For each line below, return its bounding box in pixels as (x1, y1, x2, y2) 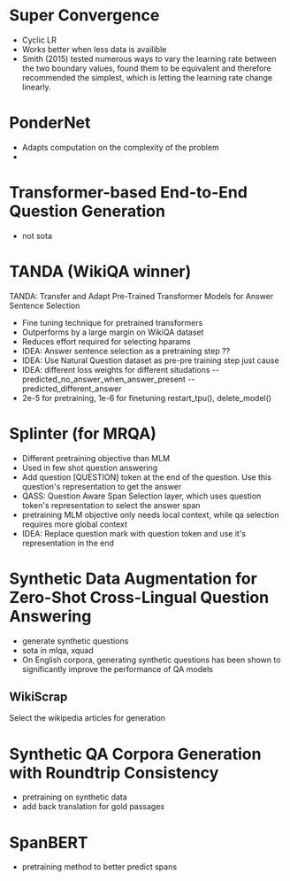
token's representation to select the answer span (21, 499, 201, 510)
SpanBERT (9, 832, 88, 853)
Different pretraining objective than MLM (21, 452, 171, 463)
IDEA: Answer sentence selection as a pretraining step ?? (21, 345, 231, 356)
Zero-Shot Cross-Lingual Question (9, 587, 270, 607)
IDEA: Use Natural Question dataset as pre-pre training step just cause (21, 355, 280, 366)
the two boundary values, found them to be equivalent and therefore (21, 63, 271, 73)
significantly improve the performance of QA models (21, 663, 214, 674)
